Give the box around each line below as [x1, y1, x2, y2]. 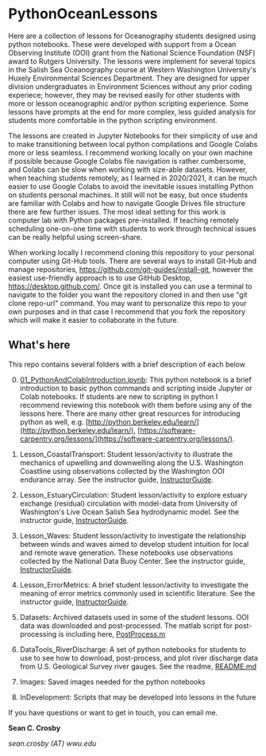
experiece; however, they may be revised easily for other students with [8, 90, 241, 99]
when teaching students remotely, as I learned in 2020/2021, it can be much [8, 173, 257, 183]
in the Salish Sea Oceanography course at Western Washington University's [8, 64, 256, 74]
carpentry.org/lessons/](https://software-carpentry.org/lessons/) [19, 434, 233, 444]
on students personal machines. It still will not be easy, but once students [8, 190, 249, 200]
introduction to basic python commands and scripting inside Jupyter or [19, 383, 253, 393]
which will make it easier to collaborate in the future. [8, 315, 179, 324]
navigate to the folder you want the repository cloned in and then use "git [8, 289, 248, 299]
